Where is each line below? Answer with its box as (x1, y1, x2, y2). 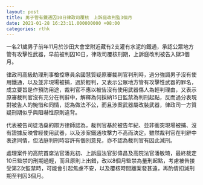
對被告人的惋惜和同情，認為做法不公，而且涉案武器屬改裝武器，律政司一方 (6, 101, 192, 109)
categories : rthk (6, 25, 50, 32)
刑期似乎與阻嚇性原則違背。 (11, 109, 80, 116)
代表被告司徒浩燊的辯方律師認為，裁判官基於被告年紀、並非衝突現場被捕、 (6, 122, 192, 129)
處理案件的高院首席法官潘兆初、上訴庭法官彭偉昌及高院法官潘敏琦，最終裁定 (6, 149, 197, 157)
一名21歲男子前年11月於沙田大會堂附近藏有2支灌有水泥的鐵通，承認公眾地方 (6, 43, 195, 50)
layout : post (6, 8, 39, 15)
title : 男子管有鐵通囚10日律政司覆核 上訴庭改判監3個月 (6, 15, 133, 21)
